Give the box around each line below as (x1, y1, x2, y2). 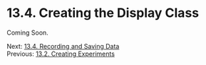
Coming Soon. (6, 28, 49, 37)
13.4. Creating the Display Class (6, 5, 200, 21)
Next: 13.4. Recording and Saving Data (6, 42, 120, 50)
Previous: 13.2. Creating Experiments (6, 49, 115, 58)
